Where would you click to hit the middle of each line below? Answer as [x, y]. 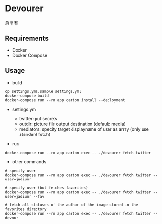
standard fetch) [35, 134]
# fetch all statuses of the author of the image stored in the [72, 205]
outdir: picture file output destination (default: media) [72, 124]
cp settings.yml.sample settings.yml [43, 91]
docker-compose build [27, 96]
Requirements [27, 38]
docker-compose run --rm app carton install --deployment [65, 100]
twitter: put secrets [38, 118]
